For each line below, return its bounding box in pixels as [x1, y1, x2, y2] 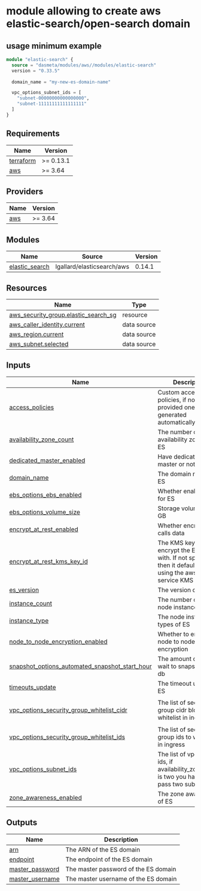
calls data [157, 529, 185, 537]
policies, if [157, 395, 187, 404]
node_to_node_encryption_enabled [9, 637, 108, 645]
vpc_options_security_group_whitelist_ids [9, 732, 126, 741]
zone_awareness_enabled [9, 793, 82, 802]
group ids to [157, 732, 191, 741]
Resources [6, 283, 47, 293]
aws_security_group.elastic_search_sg [9, 311, 117, 319]
